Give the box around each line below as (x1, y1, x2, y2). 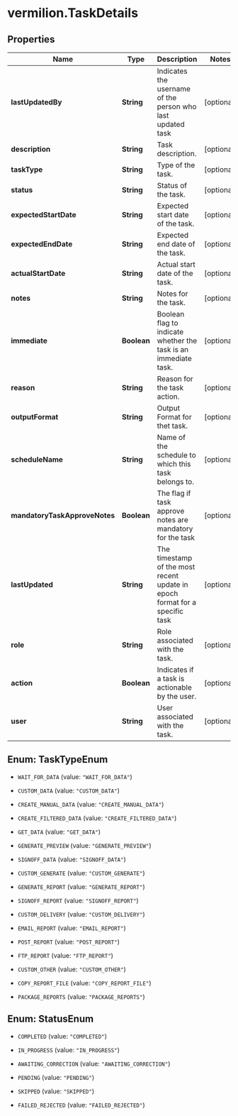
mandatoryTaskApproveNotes (11, 511, 115, 520)
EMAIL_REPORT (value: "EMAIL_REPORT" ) (17, 924, 126, 932)
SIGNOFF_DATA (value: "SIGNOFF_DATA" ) (17, 855, 126, 863)
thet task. (157, 421, 188, 431)
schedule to (157, 451, 196, 460)
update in (157, 580, 189, 590)
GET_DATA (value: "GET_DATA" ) (17, 827, 101, 836)
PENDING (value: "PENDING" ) (17, 1073, 94, 1081)
